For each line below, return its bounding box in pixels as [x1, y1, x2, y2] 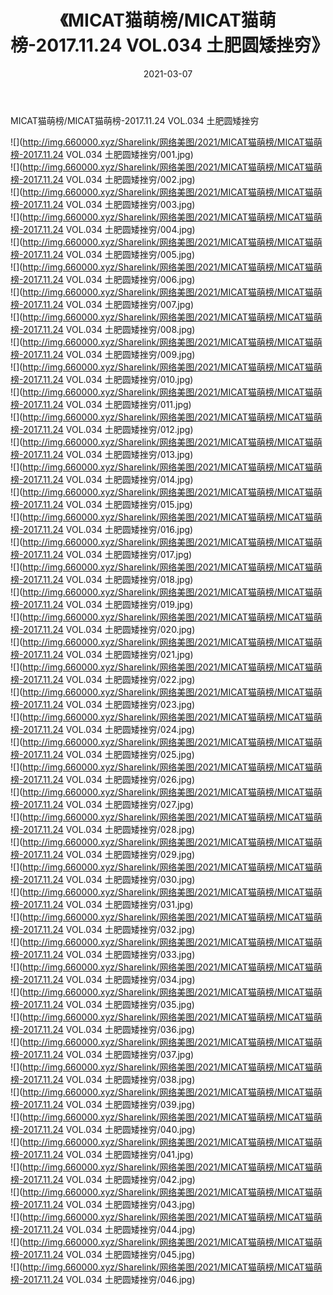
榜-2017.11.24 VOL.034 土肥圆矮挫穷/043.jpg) [10, 1198, 196, 1210]
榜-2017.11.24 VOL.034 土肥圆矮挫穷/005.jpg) [10, 248, 196, 260]
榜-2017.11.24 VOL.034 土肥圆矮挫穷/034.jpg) [10, 973, 196, 985]
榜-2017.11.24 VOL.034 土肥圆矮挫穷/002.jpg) [10, 173, 196, 185]
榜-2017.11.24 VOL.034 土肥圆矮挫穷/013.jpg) [10, 448, 194, 460]
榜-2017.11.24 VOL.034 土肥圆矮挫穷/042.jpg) [10, 1173, 196, 1185]
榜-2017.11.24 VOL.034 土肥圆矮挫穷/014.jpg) [10, 473, 194, 485]
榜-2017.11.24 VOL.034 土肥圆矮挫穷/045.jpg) [10, 1248, 196, 1260]
